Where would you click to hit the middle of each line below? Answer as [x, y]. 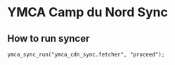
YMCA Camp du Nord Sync [88, 12]
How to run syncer [48, 39]
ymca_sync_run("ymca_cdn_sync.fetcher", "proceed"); [86, 54]
